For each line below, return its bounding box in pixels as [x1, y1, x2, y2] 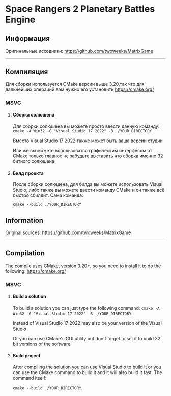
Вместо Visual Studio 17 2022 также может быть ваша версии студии [12, 137, 163, 144]
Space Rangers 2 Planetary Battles [5, 3, 155, 15]
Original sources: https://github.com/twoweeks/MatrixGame [5, 229, 131, 236]
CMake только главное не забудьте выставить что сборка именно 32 [12, 153, 163, 159]
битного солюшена [12, 158, 54, 164]
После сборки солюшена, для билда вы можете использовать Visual [12, 181, 163, 188]
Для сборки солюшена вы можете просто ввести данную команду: [12, 123, 160, 129]
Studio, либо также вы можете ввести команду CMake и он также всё [12, 187, 165, 193]
